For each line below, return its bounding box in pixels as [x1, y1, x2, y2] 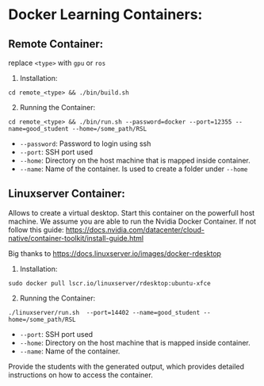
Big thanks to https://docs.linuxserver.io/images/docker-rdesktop [8, 248, 222, 258]
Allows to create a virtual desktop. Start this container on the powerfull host [8, 208, 255, 217]
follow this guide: [8, 224, 65, 235]
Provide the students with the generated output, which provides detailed [8, 361, 244, 371]
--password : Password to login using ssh [19, 139, 151, 148]
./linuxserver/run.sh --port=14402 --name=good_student [8, 308, 201, 316]
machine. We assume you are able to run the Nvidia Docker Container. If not [8, 216, 256, 226]
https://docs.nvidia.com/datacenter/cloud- [66, 224, 205, 235]
